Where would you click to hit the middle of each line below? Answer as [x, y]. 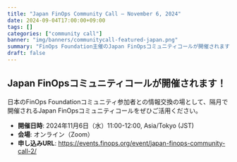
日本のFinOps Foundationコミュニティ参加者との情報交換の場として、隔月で [118, 101]
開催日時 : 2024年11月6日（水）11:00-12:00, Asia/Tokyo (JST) [106, 125]
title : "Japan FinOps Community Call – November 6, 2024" [94, 14]
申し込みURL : [37, 143]
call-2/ [27, 151]
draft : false [26, 54]
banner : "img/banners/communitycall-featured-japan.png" [93, 40]
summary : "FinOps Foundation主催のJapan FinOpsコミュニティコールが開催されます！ [121, 46]
